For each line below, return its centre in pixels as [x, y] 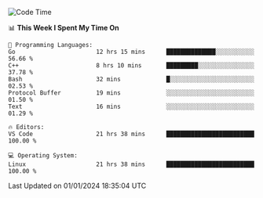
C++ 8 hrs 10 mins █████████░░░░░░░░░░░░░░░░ [131, 66]
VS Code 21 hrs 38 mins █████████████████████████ [131, 134]
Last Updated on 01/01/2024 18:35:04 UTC [77, 185]
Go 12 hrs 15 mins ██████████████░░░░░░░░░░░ [131, 52]
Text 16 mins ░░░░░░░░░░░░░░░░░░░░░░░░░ [131, 106]
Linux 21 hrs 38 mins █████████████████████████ [131, 164]
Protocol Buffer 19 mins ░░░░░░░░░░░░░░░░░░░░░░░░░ [131, 93]
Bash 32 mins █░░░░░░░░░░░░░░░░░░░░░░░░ [131, 79]
